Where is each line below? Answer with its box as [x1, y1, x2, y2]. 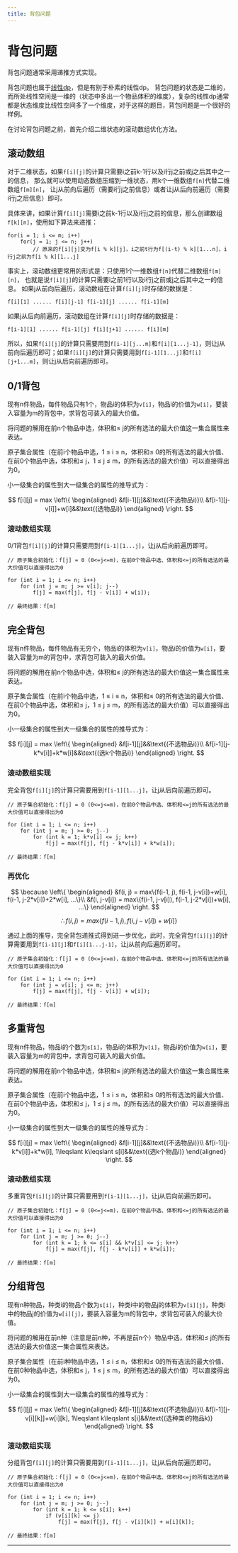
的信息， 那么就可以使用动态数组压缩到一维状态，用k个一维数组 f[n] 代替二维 [7, 176, 230, 185]
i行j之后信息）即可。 [7, 194, 67, 203]
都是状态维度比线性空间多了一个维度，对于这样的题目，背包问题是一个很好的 [7, 101, 231, 109]
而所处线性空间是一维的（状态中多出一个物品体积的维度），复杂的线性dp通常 [7, 91, 229, 100]
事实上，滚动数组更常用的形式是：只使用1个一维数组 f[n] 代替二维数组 [7, 267, 209, 275]
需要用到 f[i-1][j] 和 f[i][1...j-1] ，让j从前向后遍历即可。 [13, 940, 184, 948]
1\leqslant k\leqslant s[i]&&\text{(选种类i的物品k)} [71, 1413, 214, 1422]
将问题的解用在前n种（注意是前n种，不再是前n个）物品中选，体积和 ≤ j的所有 [7, 1333, 231, 1342]
